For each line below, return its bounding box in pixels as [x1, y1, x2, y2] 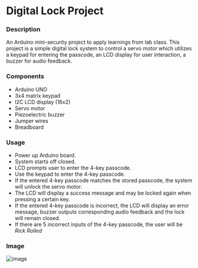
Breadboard [14, 123, 44, 131]
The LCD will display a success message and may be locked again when [14, 189, 191, 196]
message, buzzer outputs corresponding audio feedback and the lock [14, 208, 185, 215]
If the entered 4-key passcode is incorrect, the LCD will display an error [14, 202, 189, 209]
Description [6, 25, 41, 34]
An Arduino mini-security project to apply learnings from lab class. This [6, 38, 180, 46]
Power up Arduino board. [14, 152, 76, 159]
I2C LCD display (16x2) [14, 98, 71, 105]
